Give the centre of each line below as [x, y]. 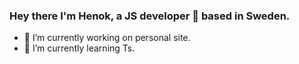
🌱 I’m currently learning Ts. [79, 48]
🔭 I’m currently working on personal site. [107, 38]
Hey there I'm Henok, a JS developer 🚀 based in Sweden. [150, 16]
